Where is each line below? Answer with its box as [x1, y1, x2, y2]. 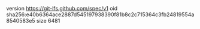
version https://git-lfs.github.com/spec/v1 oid [6, 5, 118, 12]
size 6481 [36, 17, 60, 24]
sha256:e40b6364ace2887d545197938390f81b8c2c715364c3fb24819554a [6, 11, 195, 18]
